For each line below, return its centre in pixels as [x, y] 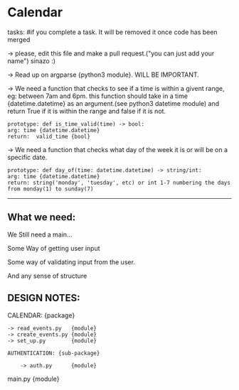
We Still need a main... [40, 234]
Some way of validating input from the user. [71, 262]
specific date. [27, 157]
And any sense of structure [47, 276]
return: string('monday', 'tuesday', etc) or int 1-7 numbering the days [119, 183]
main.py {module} [33, 379]
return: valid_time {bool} [49, 136]
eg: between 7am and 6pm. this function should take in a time [98, 96]
